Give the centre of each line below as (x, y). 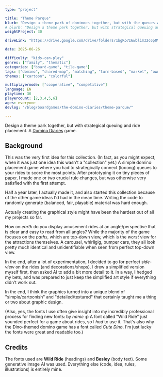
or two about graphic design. (34, 302)
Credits (16, 347)
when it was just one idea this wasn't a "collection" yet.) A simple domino (78, 162)
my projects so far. (24, 217)
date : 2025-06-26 (23, 49)
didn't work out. (21, 283)
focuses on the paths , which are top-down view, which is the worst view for (81, 237)
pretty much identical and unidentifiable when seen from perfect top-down (80, 247)
